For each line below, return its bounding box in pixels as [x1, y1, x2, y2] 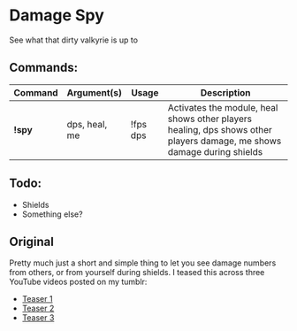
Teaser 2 [21, 303, 55, 314]
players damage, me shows [167, 135, 282, 147]
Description [200, 86, 251, 98]
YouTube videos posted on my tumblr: [9, 276, 148, 288]
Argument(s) [66, 86, 122, 98]
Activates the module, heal [167, 101, 278, 113]
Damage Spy [9, 5, 104, 26]
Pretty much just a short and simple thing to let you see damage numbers [9, 258, 277, 268]
